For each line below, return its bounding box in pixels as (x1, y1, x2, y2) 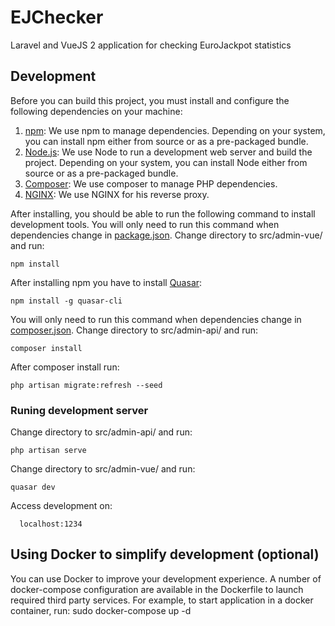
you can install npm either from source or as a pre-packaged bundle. (24, 135, 309, 147)
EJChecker (10, 6, 104, 29)
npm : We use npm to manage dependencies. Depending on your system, (24, 124, 326, 136)
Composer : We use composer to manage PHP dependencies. (24, 177, 278, 190)
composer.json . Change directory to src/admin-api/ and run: (10, 324, 258, 336)
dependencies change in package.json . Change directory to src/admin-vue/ (10, 229, 323, 241)
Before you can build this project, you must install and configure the (10, 94, 290, 106)
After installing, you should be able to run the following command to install (10, 207, 316, 220)
